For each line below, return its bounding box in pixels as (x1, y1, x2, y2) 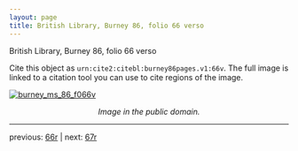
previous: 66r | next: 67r (9, 132, 98, 142)
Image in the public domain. (98, 106, 200, 117)
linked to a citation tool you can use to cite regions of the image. (9, 72, 244, 82)
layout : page (9, 12, 58, 22)
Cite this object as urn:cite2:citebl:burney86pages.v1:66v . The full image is (9, 63, 289, 73)
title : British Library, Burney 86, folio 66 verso (9, 21, 204, 30)
